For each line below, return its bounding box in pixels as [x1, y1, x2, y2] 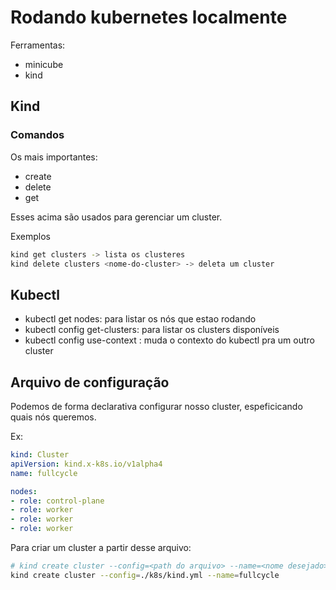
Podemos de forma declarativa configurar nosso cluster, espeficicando [10, 401, 303, 412]
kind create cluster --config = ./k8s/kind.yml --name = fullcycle [10, 570, 280, 580]
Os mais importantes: [10, 151, 98, 163]
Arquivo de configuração [10, 374, 170, 391]
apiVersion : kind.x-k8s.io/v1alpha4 [10, 459, 163, 469]
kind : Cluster [10, 450, 70, 460]
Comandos [10, 128, 65, 142]
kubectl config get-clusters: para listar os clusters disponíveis [24, 324, 280, 336]
